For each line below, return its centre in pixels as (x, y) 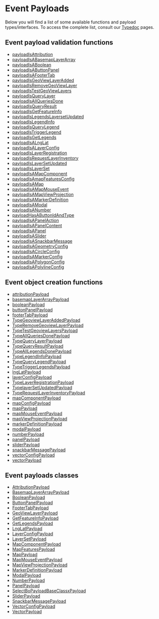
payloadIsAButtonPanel (36, 70)
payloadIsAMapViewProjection (43, 194)
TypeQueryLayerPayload (37, 341)
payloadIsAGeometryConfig (40, 246)
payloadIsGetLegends (34, 137)
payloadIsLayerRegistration (40, 153)
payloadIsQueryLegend (36, 127)
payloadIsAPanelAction (36, 220)
